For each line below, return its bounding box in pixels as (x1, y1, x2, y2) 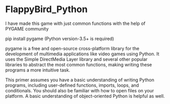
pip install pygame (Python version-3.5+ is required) (5, 36, 114, 42)
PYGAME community (5, 25, 49, 31)
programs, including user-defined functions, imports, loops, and (5, 82, 140, 88)
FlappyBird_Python (5, 4, 88, 15)
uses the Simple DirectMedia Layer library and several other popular (5, 56, 148, 62)
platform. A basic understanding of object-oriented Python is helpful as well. (5, 93, 165, 99)
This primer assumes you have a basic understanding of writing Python (5, 77, 155, 83)
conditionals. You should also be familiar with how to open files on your (5, 87, 154, 93)
